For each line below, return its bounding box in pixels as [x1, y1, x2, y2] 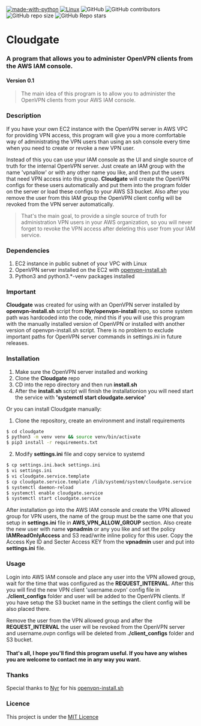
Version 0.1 [6, 77, 35, 84]
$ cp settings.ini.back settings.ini [6, 462, 101, 468]
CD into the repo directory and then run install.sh [14, 381, 137, 388]
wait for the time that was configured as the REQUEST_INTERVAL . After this [6, 580, 194, 587]
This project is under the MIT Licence [6, 713, 99, 720]
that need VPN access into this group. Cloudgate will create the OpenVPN [6, 175, 190, 182]
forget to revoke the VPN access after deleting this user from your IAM [20, 225, 196, 232]
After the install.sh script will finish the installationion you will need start [14, 387, 194, 394]
